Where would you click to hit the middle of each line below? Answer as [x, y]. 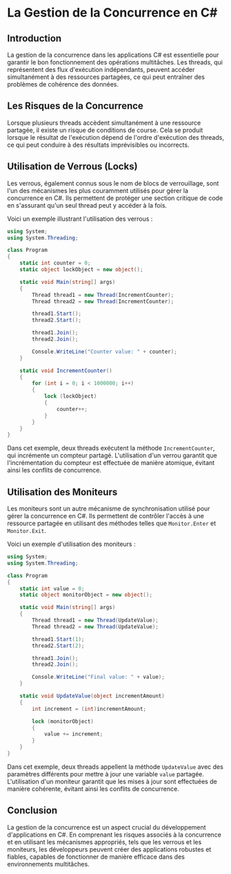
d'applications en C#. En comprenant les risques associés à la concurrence [114, 835]
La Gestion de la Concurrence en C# [112, 13]
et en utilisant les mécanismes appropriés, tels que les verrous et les [104, 841]
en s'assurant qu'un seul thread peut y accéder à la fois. [87, 205]
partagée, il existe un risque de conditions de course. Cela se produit [105, 130]
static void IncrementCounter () [66, 371]
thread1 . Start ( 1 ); [58, 639]
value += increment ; [73, 734]
